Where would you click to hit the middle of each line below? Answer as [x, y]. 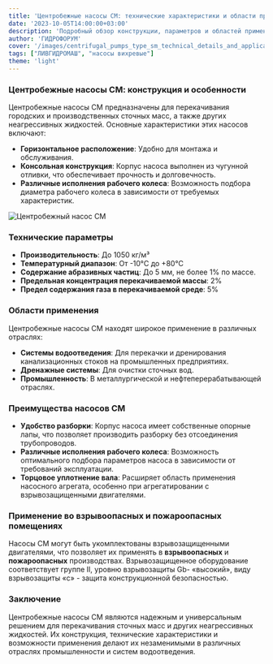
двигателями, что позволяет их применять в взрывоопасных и [119, 552]
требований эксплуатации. [67, 469]
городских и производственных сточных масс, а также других [117, 116]
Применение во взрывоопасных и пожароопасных [115, 515]
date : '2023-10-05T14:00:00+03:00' [69, 24]
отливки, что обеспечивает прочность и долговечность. [118, 175]
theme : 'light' [34, 62]
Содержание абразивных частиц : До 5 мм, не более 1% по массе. [138, 272]
